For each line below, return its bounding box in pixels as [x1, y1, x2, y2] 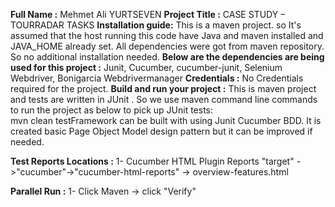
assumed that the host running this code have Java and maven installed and [10, 30, 324, 41]
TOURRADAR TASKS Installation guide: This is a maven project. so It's [10, 19, 302, 31]
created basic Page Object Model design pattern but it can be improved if [10, 125, 313, 137]
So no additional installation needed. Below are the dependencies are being [10, 51, 325, 63]
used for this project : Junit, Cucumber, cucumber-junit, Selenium [10, 62, 283, 73]
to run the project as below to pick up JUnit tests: [10, 104, 214, 116]
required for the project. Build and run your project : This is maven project [10, 83, 317, 94]
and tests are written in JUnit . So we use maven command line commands [10, 94, 318, 105]
